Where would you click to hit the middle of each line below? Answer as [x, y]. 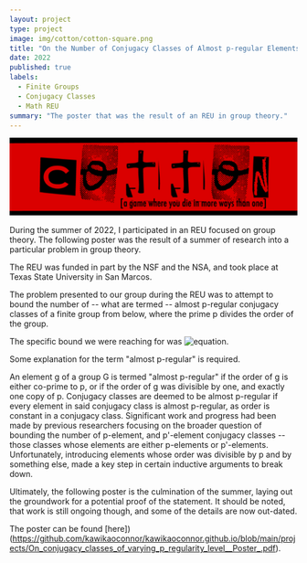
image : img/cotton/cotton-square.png [81, 38]
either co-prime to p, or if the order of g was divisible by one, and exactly [147, 387]
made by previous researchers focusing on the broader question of [136, 426]
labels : [24, 78]
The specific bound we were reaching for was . [119, 342]
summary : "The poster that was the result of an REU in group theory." [148, 116]
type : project [37, 29]
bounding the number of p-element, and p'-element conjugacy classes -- [148, 435]
